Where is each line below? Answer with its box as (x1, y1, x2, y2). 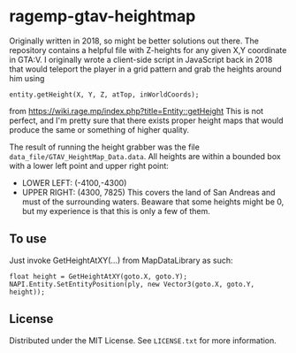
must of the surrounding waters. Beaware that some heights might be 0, (21, 196, 285, 207)
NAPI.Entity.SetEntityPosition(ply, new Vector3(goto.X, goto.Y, (9, 280, 254, 288)
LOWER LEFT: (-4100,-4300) (21, 177, 127, 188)
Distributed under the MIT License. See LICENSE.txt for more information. (9, 334, 277, 346)
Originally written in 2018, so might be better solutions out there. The (9, 35, 259, 46)
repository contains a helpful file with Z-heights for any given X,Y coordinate (9, 44, 287, 55)
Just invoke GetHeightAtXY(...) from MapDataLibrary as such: (9, 255, 233, 265)
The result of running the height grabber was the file (9, 142, 201, 152)
